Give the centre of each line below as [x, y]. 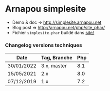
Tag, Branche [57, 58]
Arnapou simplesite [46, 9]
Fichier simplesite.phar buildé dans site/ [53, 32]
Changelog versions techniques [44, 45]
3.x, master [54, 66]
